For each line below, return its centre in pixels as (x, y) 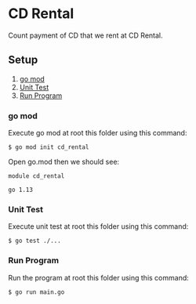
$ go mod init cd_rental (49, 147)
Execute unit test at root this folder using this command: (98, 226)
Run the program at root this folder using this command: (99, 277)
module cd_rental (36, 176)
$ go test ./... (34, 241)
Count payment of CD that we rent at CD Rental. (85, 35)
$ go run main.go (36, 292)
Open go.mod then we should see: (64, 162)
